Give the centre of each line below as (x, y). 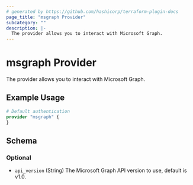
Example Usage (36, 98)
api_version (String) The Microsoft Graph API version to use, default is (101, 171)
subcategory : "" (26, 22)
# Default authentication (38, 111)
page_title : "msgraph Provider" (46, 17)
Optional (19, 157)
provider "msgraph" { (33, 117)
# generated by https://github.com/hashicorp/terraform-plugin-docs (92, 12)
